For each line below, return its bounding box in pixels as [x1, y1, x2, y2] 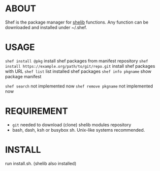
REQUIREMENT [5, 106, 68, 117]
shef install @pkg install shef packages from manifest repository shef [5, 57, 149, 64]
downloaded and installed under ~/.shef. [5, 24, 87, 30]
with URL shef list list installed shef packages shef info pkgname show [5, 68, 152, 74]
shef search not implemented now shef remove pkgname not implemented [5, 83, 154, 89]
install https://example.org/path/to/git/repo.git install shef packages [5, 63, 156, 69]
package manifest [5, 73, 42, 79]
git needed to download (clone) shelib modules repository [12, 121, 131, 128]
